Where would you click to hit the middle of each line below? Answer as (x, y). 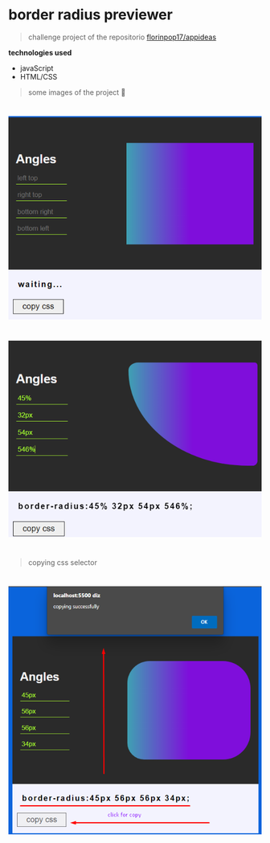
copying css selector (63, 562)
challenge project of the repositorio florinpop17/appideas (122, 37)
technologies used (40, 52)
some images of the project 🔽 (77, 92)
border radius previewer (90, 15)
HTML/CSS (39, 76)
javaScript (37, 68)
